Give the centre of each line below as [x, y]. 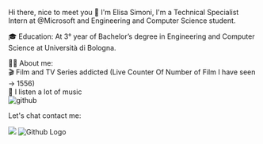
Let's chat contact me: [45, 116]
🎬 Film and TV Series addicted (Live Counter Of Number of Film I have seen [132, 72]
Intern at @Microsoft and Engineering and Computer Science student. [122, 21]
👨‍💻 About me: [31, 63]
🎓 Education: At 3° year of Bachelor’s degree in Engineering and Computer [131, 36]
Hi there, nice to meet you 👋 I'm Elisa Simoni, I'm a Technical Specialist [124, 12]
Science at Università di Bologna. [62, 48]
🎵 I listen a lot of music [45, 92]
